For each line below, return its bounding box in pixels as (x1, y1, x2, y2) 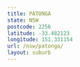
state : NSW (7, 17, 39, 24)
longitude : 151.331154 (7, 36, 73, 43)
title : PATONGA (7, 10, 51, 17)
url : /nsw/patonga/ (7, 43, 64, 50)
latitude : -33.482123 (7, 29, 70, 37)
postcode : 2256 (7, 23, 51, 30)
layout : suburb (7, 50, 51, 57)
